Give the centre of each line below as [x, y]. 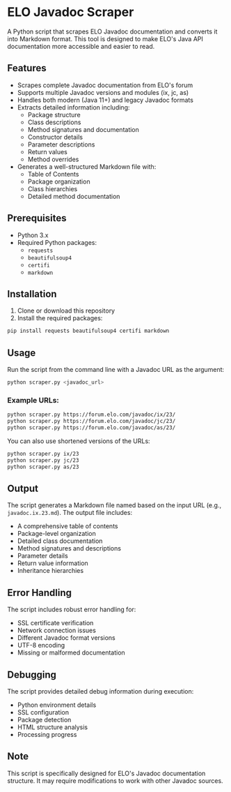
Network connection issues [56, 630]
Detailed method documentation [74, 196]
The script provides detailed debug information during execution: [101, 691]
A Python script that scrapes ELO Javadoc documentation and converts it [112, 31]
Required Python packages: [57, 242]
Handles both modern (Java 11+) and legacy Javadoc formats [105, 100]
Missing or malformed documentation [71, 652]
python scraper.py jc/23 [43, 460]
